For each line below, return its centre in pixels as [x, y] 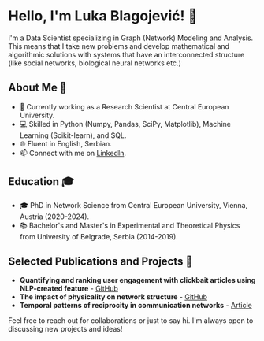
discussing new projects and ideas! [65, 329]
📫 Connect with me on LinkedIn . [73, 153]
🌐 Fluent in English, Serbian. [65, 143]
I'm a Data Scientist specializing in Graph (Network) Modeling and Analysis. [131, 38]
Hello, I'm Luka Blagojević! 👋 [103, 16]
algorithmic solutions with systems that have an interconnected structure [126, 54]
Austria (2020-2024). [54, 217]
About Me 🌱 [37, 88]
